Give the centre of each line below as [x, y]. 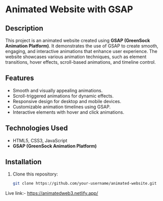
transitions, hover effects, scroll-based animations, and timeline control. [81, 62]
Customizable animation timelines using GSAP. [62, 107]
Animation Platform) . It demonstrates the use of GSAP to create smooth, [82, 46]
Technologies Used [36, 128]
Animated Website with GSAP [69, 9]
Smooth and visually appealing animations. [58, 90]
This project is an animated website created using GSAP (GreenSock [78, 40]
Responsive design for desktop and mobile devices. [67, 101]
